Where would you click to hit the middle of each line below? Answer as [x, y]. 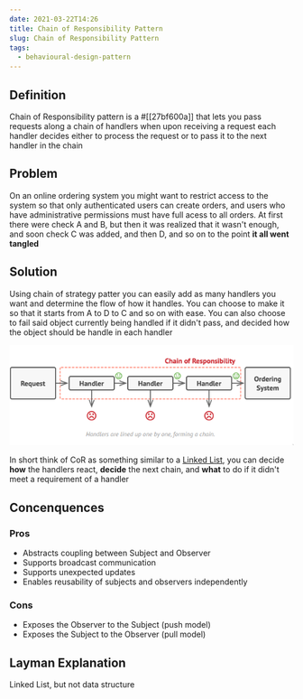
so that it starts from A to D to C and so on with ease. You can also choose [147, 312]
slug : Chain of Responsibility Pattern [84, 38]
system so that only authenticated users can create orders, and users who [147, 205]
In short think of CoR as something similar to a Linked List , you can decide [147, 460]
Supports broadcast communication [89, 562]
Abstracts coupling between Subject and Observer [116, 553]
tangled [24, 243]
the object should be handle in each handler [91, 332]
